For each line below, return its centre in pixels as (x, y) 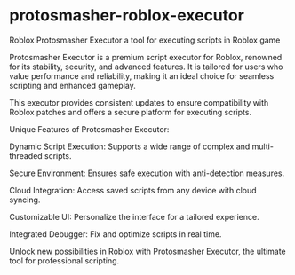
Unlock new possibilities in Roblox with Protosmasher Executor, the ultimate (147, 251)
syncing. (25, 200)
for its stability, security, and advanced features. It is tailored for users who (146, 67)
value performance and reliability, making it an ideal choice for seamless (142, 75)
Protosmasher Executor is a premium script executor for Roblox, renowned (146, 57)
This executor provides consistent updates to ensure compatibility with (139, 102)
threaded (26, 155)
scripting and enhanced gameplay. (72, 85)
